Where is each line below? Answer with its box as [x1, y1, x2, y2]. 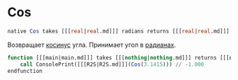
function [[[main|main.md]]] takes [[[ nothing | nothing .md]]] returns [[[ [7, 54, 230, 61]
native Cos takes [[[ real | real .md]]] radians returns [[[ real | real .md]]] [7, 28, 230, 35]
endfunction [7, 67, 42, 74]
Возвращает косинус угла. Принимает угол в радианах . [7, 40, 176, 49]
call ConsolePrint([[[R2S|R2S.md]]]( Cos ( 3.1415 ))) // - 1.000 [20, 61, 204, 68]
